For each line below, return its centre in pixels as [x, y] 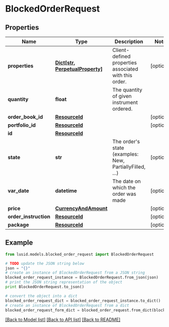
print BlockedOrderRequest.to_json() [45, 287]
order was [124, 194]
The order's [126, 142]
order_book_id [25, 117]
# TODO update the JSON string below [45, 263]
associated [125, 69]
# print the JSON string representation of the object [64, 282]
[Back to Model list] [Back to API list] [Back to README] [63, 320]
